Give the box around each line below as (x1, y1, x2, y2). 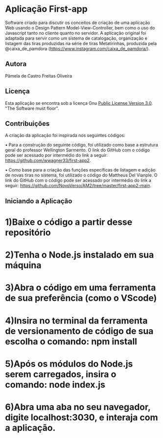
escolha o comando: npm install (5, 336, 138, 347)
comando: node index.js (5, 379, 105, 390)
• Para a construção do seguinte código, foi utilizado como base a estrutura (5, 142, 158, 148)
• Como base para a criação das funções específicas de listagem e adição (5, 167, 156, 173)
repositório (5, 227, 51, 238)
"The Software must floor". (5, 105, 59, 111)
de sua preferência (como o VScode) (5, 292, 157, 304)
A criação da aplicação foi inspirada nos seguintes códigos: (5, 132, 126, 138)
